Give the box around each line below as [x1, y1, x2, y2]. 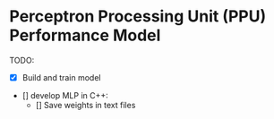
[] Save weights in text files [35, 100, 136, 110]
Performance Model [9, 25, 161, 46]
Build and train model [21, 72, 101, 82]
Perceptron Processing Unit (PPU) [9, 6, 267, 27]
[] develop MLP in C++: [21, 90, 109, 100]
